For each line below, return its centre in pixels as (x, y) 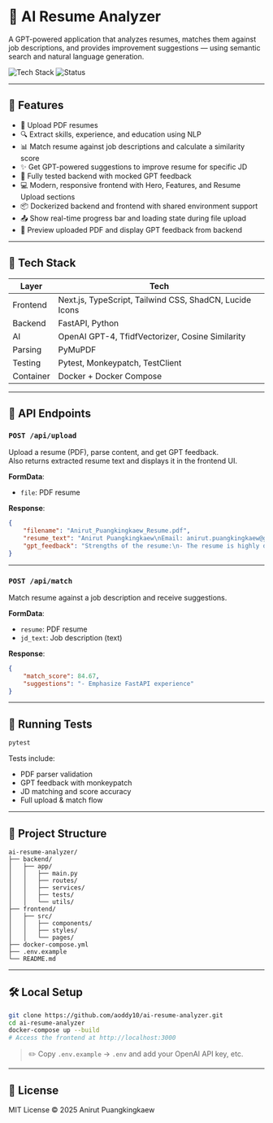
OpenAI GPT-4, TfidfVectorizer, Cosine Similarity (152, 336)
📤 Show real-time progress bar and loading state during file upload (133, 218)
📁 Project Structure (58, 833)
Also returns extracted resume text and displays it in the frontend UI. (123, 461)
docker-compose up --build (54, 1030)
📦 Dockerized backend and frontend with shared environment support (139, 206)
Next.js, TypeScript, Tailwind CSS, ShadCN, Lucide (155, 299)
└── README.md (32, 959)
